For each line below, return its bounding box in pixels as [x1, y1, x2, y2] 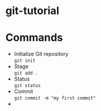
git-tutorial [5, 4, 59, 18]
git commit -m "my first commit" [14, 95, 96, 101]
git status [14, 83, 41, 89]
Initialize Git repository [14, 51, 69, 58]
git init [14, 58, 36, 64]
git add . [14, 70, 39, 76]
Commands [5, 31, 63, 45]
